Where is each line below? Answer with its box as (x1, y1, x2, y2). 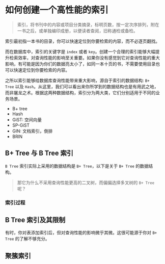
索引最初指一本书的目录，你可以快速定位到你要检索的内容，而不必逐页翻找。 (5, 38, 160, 44)
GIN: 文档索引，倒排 (12, 128, 53, 134)
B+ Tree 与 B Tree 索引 (5, 149, 74, 158)
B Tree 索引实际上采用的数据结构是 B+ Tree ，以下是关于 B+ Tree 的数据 (5, 163, 149, 169)
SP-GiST (12, 122, 30, 128)
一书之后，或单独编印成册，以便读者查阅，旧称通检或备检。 (17, 27, 138, 33)
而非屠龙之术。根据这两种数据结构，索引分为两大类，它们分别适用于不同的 (5, 89, 156, 96)
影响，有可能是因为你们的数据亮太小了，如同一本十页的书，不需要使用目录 (5, 61, 156, 67)
